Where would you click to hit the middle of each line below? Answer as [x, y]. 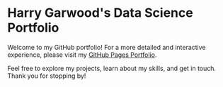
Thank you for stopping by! [47, 76]
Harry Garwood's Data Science [100, 13]
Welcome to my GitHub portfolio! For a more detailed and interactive [107, 47]
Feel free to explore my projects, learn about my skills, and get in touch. [112, 68]
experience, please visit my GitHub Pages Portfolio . [82, 55]
